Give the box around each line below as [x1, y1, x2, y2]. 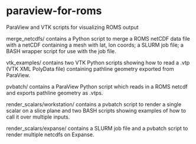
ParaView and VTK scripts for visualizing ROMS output [6, 24, 139, 31]
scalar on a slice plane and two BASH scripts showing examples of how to [6, 107, 187, 114]
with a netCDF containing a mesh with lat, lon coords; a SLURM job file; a [6, 41, 184, 48]
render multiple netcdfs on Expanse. [6, 131, 94, 138]
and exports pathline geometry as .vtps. [6, 89, 103, 96]
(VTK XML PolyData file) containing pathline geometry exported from [6, 65, 174, 72]
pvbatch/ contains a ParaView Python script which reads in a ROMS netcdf [6, 83, 188, 90]
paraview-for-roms [6, 4, 102, 18]
